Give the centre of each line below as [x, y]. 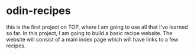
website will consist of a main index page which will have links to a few [92, 39]
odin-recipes [38, 11]
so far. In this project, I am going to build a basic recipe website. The [89, 33]
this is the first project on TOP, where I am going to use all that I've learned [97, 27]
